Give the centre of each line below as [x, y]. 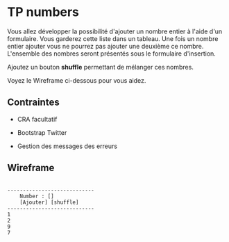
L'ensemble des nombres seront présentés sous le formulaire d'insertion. [112, 54]
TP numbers [43, 12]
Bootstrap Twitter [42, 132]
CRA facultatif [37, 119]
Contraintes [34, 103]
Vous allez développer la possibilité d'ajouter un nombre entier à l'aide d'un [115, 31]
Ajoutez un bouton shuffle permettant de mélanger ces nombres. [101, 67]
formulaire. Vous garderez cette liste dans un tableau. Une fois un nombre [113, 38]
